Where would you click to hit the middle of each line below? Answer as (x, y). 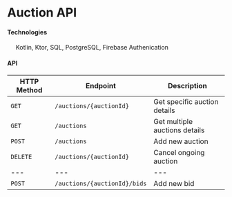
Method (29, 90)
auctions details (179, 130)
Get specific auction (186, 101)
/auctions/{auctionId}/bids (101, 183)
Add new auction (181, 141)
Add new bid (174, 183)
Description (187, 85)
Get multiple (173, 121)
